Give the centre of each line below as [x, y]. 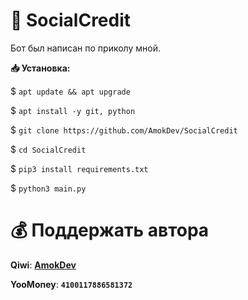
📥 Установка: [40, 68]
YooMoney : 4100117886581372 [71, 284]
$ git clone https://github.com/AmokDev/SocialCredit [124, 130]
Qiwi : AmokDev [43, 265]
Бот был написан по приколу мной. [85, 48]
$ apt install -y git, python [73, 110]
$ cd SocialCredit [48, 149]
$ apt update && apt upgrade [70, 91]
